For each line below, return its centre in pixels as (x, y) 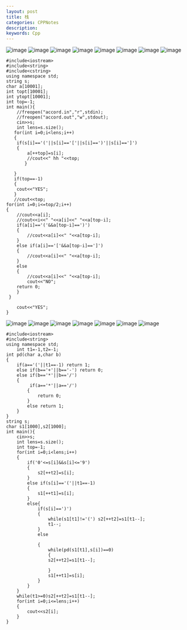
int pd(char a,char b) (34, 355)
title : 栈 (18, 17)
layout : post (22, 11)
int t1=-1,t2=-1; (38, 350)
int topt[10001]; (27, 92)
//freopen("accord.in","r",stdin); (60, 112)
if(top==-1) (28, 179)
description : (22, 28)
